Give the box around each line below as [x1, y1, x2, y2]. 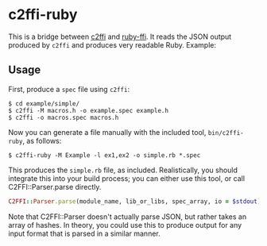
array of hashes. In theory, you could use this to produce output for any [8, 220, 242, 229]
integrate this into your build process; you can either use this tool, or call [8, 173, 245, 183]
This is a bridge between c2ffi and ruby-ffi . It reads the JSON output [8, 32, 232, 41]
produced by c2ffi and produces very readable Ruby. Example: [8, 40, 217, 49]
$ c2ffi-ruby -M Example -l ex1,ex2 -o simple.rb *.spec [8, 151, 201, 160]
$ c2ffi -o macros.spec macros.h [8, 113, 119, 121]
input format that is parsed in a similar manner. [8, 229, 161, 238]
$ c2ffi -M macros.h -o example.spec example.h [8, 106, 169, 114]
